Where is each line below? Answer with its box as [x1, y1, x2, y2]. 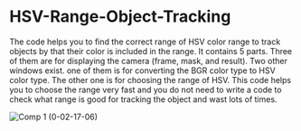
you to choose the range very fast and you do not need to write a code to [9, 84, 282, 95]
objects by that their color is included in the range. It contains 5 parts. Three [9, 45, 293, 56]
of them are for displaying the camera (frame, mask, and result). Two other [9, 55, 287, 66]
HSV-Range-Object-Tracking [9, 6, 231, 27]
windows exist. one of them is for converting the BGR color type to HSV [9, 65, 276, 76]
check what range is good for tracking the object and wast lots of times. [9, 93, 277, 105]
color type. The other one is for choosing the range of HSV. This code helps [9, 74, 292, 85]
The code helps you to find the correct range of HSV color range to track [9, 36, 281, 47]
